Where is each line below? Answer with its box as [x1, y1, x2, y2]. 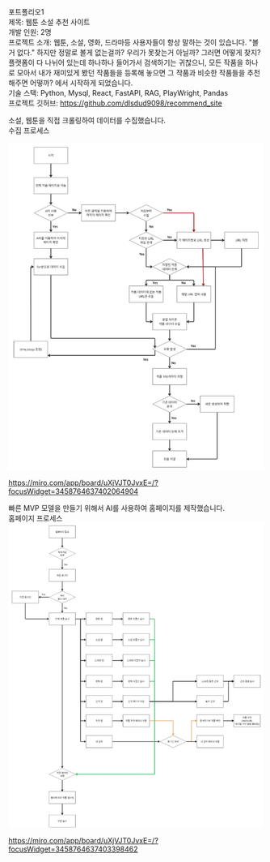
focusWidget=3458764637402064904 [8, 486, 139, 496]
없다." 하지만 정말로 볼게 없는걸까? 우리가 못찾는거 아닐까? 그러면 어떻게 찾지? [16, 48, 261, 57]
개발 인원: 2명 [8, 28, 52, 36]
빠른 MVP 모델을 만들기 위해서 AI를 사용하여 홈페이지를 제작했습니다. [8, 503, 225, 512]
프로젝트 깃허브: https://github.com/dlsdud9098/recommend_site [8, 98, 222, 108]
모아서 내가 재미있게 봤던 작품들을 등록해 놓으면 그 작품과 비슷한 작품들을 [16, 68, 246, 77]
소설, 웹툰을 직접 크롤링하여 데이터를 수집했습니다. [8, 116, 167, 125]
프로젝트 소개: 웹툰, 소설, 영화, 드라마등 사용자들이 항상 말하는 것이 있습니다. [8, 37, 247, 47]
